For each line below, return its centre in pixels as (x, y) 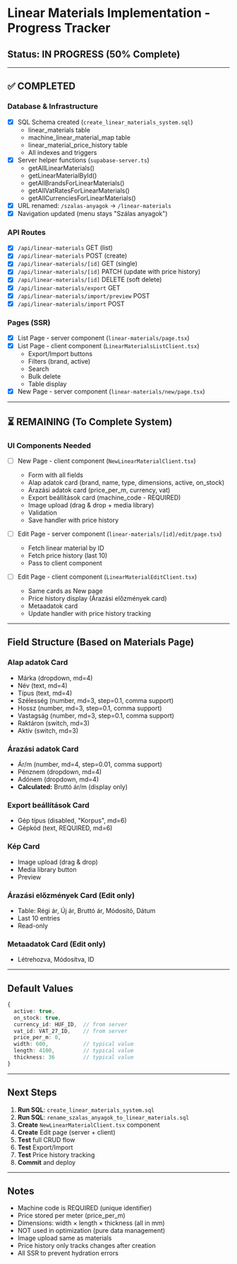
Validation (43, 512)
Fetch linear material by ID (66, 548)
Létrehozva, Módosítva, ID (56, 960)
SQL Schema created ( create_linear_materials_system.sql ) (105, 122)
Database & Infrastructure (53, 106)
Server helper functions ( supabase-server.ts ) (83, 160)
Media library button (47, 869)
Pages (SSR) (29, 322)
